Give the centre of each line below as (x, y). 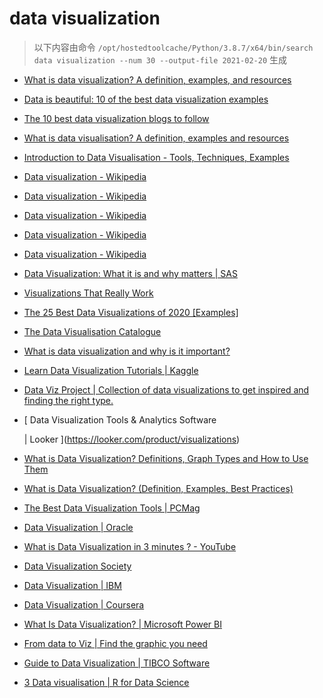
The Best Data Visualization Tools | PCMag (112, 508)
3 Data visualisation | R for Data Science (106, 682)
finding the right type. (68, 400)
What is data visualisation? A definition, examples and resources (156, 138)
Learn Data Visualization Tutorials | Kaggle (111, 370)
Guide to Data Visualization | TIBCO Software (117, 663)
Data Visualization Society (77, 566)
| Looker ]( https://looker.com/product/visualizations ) (132, 439)
